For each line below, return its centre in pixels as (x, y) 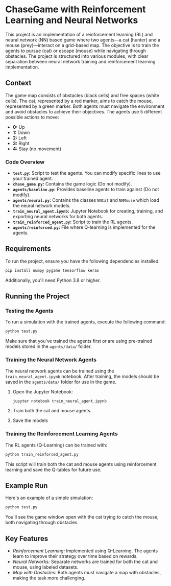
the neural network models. (42, 206)
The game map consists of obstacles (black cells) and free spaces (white (82, 95)
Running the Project (38, 297)
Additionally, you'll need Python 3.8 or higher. (53, 280)
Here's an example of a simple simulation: (49, 498)
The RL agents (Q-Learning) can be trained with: (56, 445)
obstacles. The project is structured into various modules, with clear (77, 56)
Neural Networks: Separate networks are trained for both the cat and (85, 562)
